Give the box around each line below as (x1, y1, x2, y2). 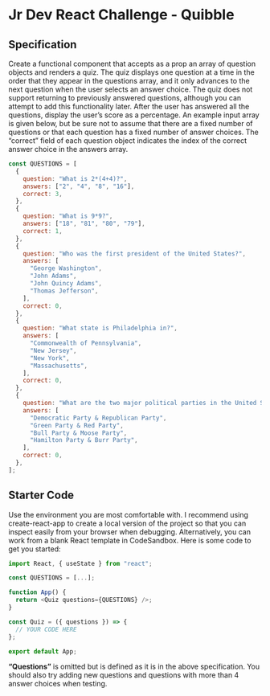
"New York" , (29, 354, 70, 362)
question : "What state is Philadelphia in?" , (22, 324, 178, 333)
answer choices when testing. (8, 679, 108, 689)
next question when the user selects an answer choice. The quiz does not (8, 84, 253, 94)
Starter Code (8, 489, 75, 502)
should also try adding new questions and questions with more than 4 (8, 670, 239, 680)
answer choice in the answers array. (8, 145, 129, 154)
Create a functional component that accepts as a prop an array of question (8, 59, 256, 68)
